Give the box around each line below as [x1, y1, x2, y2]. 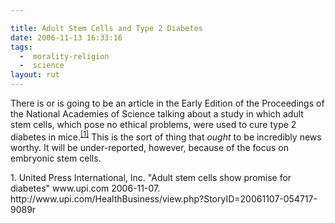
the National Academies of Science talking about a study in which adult [10, 108, 304, 120]
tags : [10, 42, 33, 52]
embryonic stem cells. [10, 152, 102, 164]
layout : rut [10, 70, 60, 80]
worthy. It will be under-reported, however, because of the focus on [10, 141, 289, 153]
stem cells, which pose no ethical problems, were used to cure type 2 [10, 119, 297, 130]
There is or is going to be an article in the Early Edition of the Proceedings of [10, 97, 325, 109]
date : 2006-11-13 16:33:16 [10, 32, 123, 43]
